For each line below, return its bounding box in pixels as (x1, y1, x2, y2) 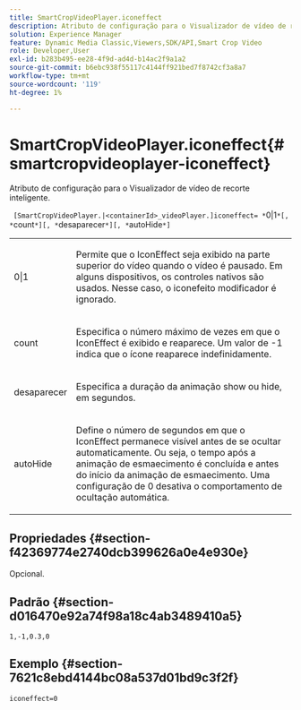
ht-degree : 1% (9, 88, 63, 97)
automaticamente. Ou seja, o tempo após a (75, 447, 256, 459)
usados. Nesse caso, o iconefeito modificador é (75, 282, 277, 295)
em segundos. (75, 391, 136, 404)
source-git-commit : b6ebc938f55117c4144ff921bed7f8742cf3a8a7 (9, 64, 246, 73)
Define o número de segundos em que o (75, 424, 245, 437)
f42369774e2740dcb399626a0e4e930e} (9, 544, 249, 560)
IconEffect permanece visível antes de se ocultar (75, 435, 281, 448)
